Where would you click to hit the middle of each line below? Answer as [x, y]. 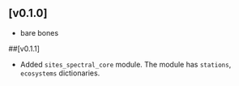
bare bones [39, 32]
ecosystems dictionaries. [60, 73]
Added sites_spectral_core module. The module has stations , [126, 64]
